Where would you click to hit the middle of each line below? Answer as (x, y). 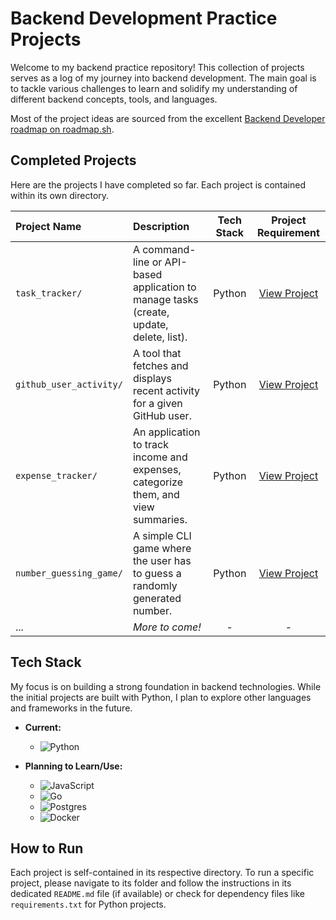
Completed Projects (73, 160)
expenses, (157, 469)
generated (157, 598)
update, (150, 324)
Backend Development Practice (144, 18)
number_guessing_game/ (69, 573)
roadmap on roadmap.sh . (62, 129)
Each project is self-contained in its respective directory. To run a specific (162, 873)
